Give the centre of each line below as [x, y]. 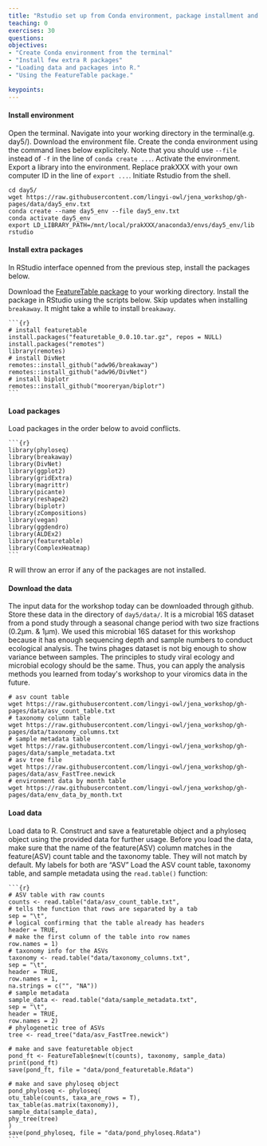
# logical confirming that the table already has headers [106, 923]
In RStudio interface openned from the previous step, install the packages [129, 267]
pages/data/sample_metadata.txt [62, 753]
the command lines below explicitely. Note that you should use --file [123, 150]
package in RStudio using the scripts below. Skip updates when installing [128, 300]
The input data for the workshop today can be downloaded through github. [131, 606]
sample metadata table [53, 739]
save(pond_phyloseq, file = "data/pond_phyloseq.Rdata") [105, 1132]
